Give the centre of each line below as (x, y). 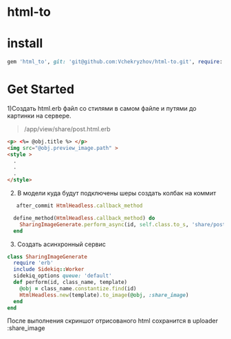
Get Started (41, 89)
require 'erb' (33, 263)
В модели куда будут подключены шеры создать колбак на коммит (117, 193)
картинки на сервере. (39, 116)
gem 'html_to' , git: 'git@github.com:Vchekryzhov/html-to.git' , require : (115, 62)
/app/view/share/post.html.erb (67, 129)
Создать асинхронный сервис (62, 244)
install (25, 44)
